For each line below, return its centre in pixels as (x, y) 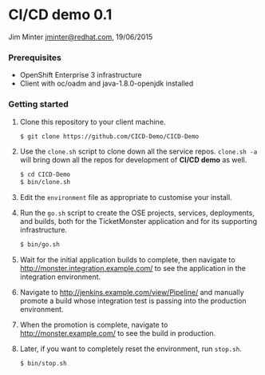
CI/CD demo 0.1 (60, 15)
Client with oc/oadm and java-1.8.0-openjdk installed (107, 84)
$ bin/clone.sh (45, 182)
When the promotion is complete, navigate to (94, 325)
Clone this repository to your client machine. (93, 122)
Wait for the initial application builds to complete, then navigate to (127, 260)
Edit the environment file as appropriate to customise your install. (126, 197)
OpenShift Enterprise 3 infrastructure (81, 75)
